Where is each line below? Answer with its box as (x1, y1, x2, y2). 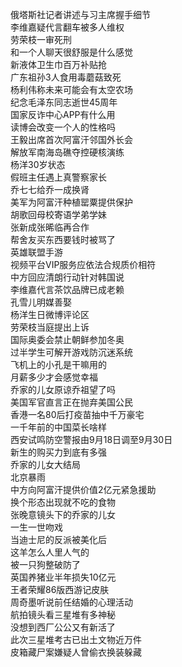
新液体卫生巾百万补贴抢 (10, 59, 107, 70)
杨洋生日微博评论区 (10, 309, 90, 320)
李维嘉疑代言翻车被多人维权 (10, 21, 125, 33)
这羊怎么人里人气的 (10, 546, 90, 558)
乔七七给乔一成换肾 (10, 184, 90, 195)
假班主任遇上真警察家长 (10, 171, 107, 183)
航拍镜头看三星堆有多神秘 (10, 609, 116, 620)
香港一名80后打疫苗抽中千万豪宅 (10, 409, 145, 420)
